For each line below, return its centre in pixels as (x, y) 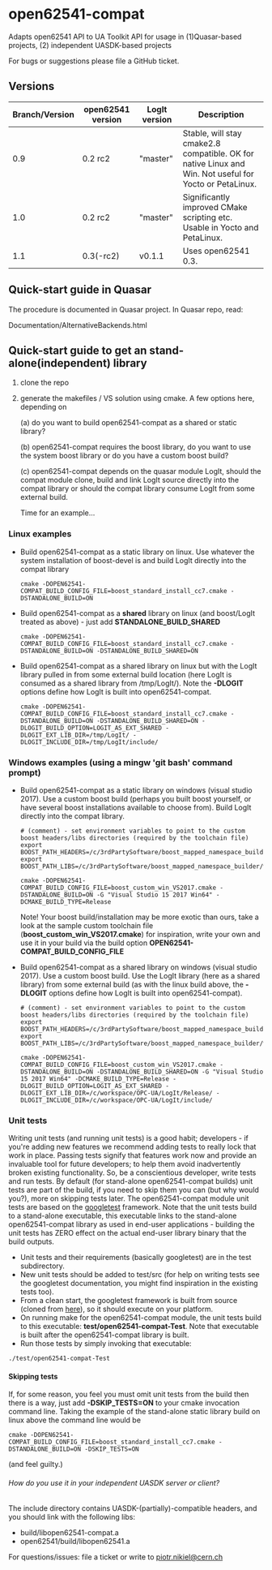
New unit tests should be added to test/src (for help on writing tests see (140, 1275)
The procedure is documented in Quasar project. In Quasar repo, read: (126, 309)
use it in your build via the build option (84, 943)
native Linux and (214, 163)
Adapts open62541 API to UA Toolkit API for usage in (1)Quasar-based (125, 37)
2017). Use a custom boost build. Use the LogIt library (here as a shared (140, 975)
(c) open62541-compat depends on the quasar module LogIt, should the (140, 471)
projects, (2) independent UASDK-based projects (90, 45)
